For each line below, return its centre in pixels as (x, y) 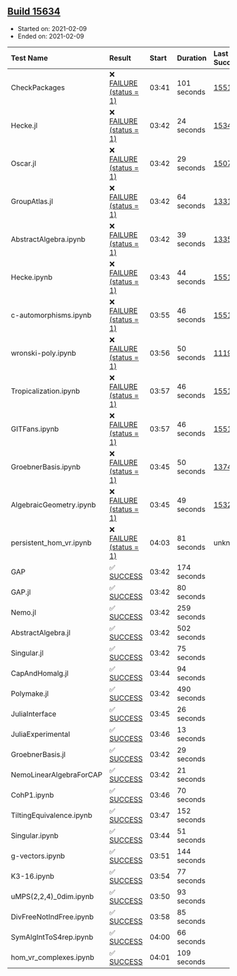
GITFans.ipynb (35, 428)
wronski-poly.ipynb (43, 353)
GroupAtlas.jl (32, 201)
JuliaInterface (34, 713)
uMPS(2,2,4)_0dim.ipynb (52, 896)
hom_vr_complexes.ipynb (53, 957)
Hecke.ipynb (32, 277)
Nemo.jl (24, 612)
